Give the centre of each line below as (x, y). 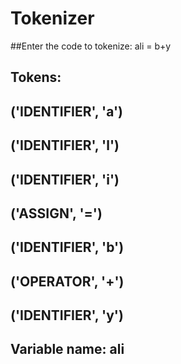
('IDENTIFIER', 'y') (67, 315)
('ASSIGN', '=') (56, 213)
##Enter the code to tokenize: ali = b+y (91, 46)
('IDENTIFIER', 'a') (67, 111)
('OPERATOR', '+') (67, 281)
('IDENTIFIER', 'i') (65, 179)
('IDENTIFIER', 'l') (65, 145)
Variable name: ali (67, 349)
